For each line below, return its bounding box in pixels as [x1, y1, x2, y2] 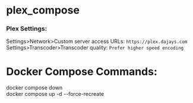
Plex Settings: [6, 25, 48, 33]
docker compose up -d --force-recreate [6, 91, 105, 98]
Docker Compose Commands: [6, 65, 157, 78]
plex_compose [6, 4, 80, 17]
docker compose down [6, 84, 63, 91]
